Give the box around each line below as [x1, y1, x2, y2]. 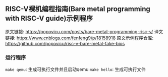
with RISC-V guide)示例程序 [5, 14, 93, 23]
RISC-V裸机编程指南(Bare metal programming [5, 5, 150, 14]
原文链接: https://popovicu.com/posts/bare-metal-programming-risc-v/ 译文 [5, 28, 163, 34]
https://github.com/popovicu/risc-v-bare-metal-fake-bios [5, 40, 125, 46]
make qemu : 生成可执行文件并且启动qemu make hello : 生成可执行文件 [5, 66, 146, 72]
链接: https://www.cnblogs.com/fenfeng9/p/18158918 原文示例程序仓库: [5, 35, 154, 41]
